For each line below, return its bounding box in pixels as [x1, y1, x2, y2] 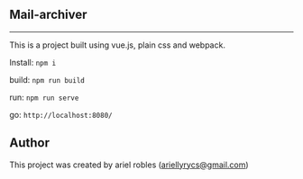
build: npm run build [9, 74, 86, 85]
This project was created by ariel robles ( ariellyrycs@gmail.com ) [9, 159, 250, 170]
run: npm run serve [9, 92, 79, 103]
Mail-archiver [9, 7, 87, 22]
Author [9, 135, 50, 151]
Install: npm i [9, 57, 57, 67]
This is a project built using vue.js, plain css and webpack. [9, 40, 225, 50]
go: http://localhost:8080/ [9, 109, 113, 120]
